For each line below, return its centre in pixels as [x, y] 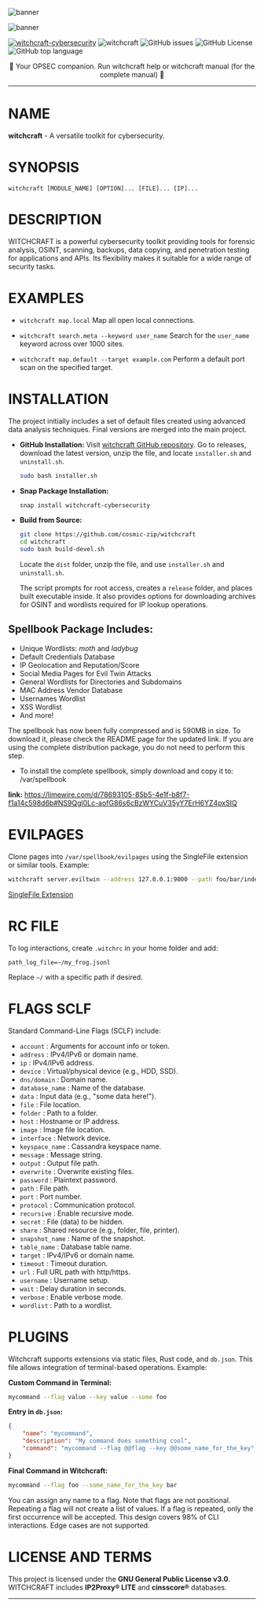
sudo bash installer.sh [59, 476]
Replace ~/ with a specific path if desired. [75, 977]
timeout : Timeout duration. [64, 1263]
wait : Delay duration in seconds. [73, 1288]
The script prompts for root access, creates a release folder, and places [136, 588]
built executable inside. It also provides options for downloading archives [137, 596]
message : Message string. [61, 1154]
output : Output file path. [59, 1163]
